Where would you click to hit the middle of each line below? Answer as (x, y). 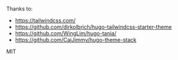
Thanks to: (20, 9)
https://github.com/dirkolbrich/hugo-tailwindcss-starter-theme (93, 27)
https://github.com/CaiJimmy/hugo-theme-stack (76, 40)
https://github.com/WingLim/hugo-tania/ (66, 33)
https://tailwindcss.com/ (45, 20)
